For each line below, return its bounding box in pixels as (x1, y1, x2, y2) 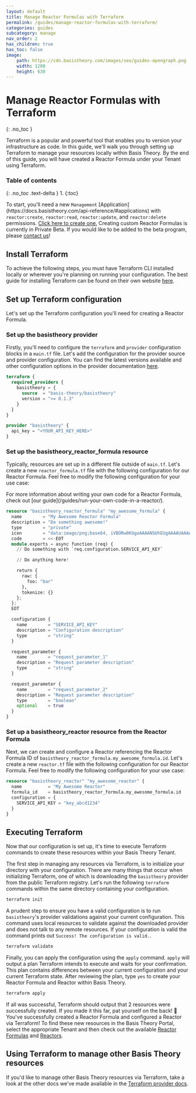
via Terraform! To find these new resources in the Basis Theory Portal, (6, 1019, 175, 1026)
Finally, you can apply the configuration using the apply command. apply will (6, 954, 190, 961)
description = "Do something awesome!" (11, 519, 108, 525)
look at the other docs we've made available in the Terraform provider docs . (6, 1080, 188, 1087)
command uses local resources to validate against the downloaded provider (6, 920, 188, 927)
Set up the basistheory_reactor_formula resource (6, 447, 149, 455)
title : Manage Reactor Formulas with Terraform (6, 14, 124, 20)
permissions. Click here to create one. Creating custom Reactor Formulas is (6, 220, 188, 227)
